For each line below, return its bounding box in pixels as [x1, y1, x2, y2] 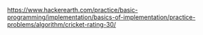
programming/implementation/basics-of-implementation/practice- [7, 13, 195, 21]
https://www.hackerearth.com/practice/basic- [7, 6, 138, 14]
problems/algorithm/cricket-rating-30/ [7, 21, 116, 28]
